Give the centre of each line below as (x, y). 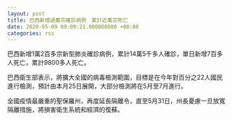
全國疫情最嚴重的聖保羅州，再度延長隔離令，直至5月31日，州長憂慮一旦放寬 (116, 101)
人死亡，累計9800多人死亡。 (49, 63)
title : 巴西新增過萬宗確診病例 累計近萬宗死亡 (68, 20)
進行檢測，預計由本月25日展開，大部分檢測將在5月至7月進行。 (97, 86)
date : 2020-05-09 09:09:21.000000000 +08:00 (73, 27)
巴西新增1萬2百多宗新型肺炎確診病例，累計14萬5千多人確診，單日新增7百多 (115, 54)
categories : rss (31, 33)
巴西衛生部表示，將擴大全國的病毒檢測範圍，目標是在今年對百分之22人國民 (115, 77)
